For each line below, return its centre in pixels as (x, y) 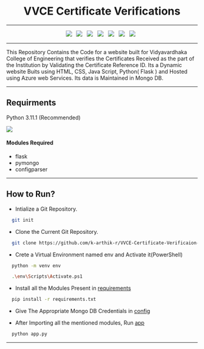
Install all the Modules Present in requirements (73, 288)
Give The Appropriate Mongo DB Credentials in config (83, 311)
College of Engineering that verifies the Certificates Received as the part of (100, 58)
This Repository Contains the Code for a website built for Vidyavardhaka (97, 52)
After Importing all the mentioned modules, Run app (80, 323)
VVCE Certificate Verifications (102, 11)
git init (23, 220)
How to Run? (31, 194)
